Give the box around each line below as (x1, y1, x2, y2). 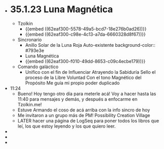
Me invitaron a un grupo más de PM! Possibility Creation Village (17, 112, 150, 118)
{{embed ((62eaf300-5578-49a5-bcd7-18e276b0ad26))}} (25, 25, 147, 32)
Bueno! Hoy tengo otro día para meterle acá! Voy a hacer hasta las (17, 91, 156, 97)
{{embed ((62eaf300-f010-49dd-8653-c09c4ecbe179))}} (25, 58, 146, 64)
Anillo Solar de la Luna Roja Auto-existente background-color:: (25, 42, 156, 48)
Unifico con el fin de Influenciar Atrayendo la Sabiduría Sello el (25, 69, 156, 75)
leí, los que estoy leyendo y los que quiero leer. (17, 123, 116, 129)
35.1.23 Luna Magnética (10, 4, 113, 15)
